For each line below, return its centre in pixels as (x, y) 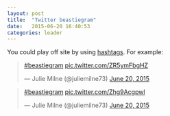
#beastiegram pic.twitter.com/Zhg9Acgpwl (84, 92)
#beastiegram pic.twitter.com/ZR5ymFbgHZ (86, 65)
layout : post (26, 13)
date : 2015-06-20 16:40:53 (49, 26)
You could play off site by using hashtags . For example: (85, 52)
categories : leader (35, 33)
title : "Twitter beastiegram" (52, 20)
